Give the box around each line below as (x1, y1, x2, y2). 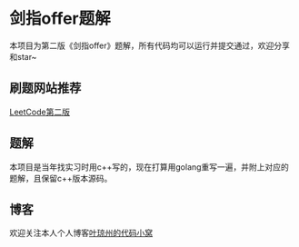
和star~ (9, 51, 37, 62)
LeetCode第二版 (9, 106, 71, 117)
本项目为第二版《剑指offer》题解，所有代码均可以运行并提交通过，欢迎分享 (9, 40, 291, 51)
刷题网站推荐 (9, 81, 82, 96)
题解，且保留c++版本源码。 (9, 173, 113, 183)
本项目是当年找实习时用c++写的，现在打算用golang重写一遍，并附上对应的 (9, 161, 289, 173)
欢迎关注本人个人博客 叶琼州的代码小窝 (9, 228, 153, 239)
